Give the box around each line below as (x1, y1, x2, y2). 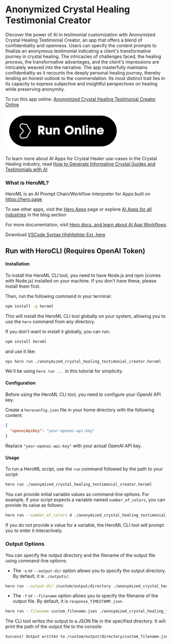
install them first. (5, 283, 41, 289)
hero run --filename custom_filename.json (5, 609, 97, 614)
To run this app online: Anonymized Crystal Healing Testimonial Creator (5, 96, 156, 102)
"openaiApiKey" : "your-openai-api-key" (10, 428, 95, 433)
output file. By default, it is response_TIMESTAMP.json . (12, 598, 124, 604)
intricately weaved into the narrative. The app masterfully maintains (5, 64, 147, 70)
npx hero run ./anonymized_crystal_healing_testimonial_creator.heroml (5, 358, 161, 364)
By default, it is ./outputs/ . (12, 573, 70, 579)
